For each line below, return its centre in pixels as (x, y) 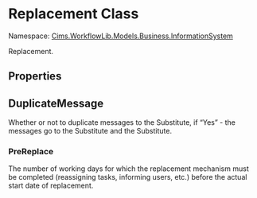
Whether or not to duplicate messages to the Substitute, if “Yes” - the (122, 122)
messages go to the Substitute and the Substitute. (90, 131)
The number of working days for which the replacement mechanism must (128, 169)
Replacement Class (74, 14)
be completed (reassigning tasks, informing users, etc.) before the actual (128, 177)
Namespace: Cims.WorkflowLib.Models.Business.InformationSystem (121, 36)
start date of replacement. (51, 186)
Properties (35, 76)
